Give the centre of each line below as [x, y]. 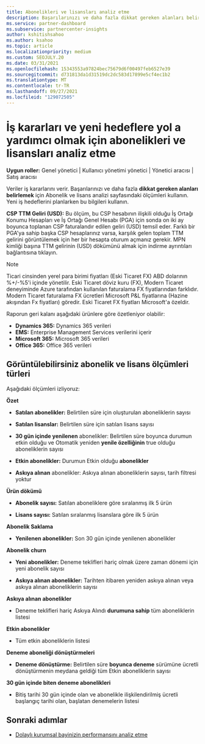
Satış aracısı [22, 177]
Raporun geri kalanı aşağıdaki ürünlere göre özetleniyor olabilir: [86, 314]
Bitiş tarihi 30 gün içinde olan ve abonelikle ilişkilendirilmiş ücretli [96, 695]
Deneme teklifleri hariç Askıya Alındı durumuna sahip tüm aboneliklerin [105, 610]
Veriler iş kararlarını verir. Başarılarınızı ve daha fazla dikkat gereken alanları [102, 188]
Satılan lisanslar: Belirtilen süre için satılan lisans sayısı [85, 424]
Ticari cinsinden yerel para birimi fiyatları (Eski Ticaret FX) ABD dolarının [97, 276]
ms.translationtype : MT [37, 80]
